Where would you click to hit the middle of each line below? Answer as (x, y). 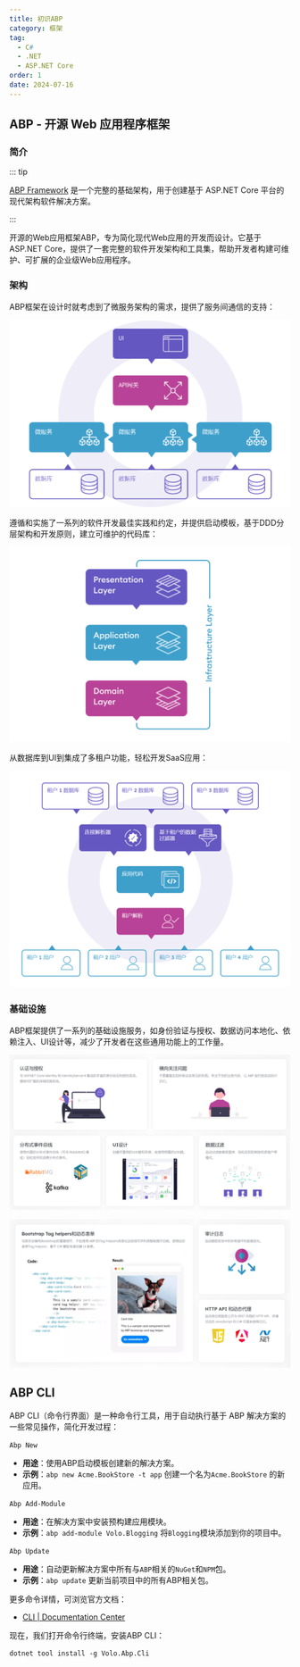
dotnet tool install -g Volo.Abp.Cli (79, 1653)
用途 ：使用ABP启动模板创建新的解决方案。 (100, 1463)
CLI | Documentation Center (74, 1617)
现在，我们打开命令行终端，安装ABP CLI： (87, 1635)
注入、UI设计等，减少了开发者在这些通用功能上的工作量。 (123, 1041)
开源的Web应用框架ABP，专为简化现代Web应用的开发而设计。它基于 (135, 238)
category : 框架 (36, 28)
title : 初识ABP (36, 19)
